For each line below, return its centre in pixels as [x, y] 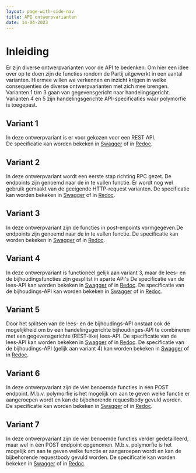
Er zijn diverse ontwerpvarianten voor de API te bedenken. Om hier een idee [97, 67]
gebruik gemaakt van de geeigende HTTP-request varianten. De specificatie [98, 189]
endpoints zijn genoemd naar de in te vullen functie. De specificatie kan [92, 234]
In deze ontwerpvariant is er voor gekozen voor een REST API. [81, 138]
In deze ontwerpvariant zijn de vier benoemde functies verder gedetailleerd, [97, 438]
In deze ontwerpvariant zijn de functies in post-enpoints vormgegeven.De [95, 227]
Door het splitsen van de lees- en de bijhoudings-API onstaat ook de [88, 324]
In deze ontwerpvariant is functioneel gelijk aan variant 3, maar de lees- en [96, 273]
